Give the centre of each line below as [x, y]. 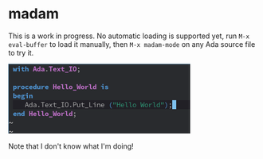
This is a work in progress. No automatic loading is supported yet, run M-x [129, 36]
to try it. [21, 52]
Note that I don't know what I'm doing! [71, 146]
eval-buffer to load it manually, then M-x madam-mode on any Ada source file [132, 44]
